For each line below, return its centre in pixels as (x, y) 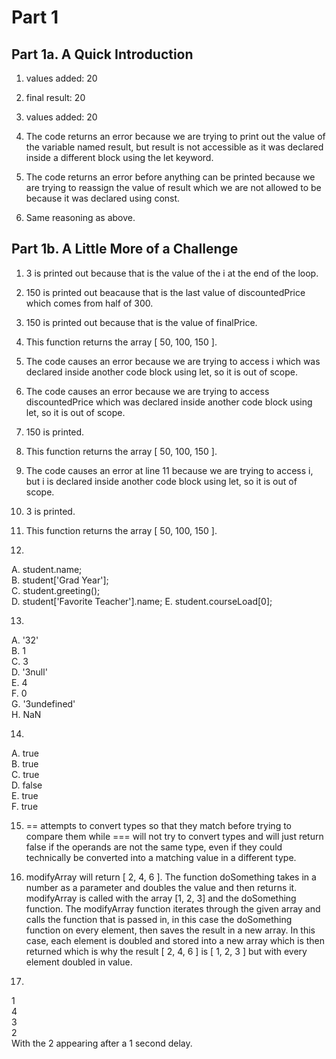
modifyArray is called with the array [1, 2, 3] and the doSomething (161, 898)
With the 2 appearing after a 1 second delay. (102, 1043)
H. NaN (26, 714)
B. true (25, 763)
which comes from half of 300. (89, 303)
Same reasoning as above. (80, 217)
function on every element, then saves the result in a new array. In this (170, 930)
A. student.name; (47, 569)
